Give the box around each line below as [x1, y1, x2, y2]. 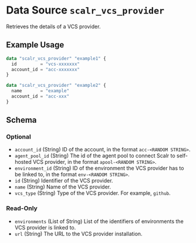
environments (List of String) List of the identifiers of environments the [14, 218, 184, 225]
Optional [6, 133, 31, 141]
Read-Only [6, 204, 38, 212]
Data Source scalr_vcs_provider [6, 4, 165, 17]
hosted [14, 158, 32, 166]
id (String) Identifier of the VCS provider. [14, 177, 113, 184]
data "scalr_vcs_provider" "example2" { [6, 83, 107, 89]
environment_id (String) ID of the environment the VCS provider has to [14, 165, 184, 172]
